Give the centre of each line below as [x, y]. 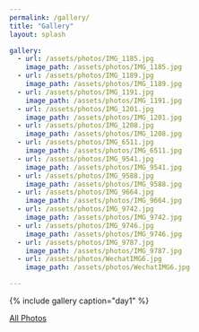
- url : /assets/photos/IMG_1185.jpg [86, 59]
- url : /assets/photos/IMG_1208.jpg [86, 126]
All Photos [28, 318]
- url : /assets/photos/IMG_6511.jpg [86, 143]
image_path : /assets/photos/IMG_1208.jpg [104, 134]
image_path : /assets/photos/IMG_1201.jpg [104, 118]
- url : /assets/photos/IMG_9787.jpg [86, 242]
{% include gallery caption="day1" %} [79, 301]
